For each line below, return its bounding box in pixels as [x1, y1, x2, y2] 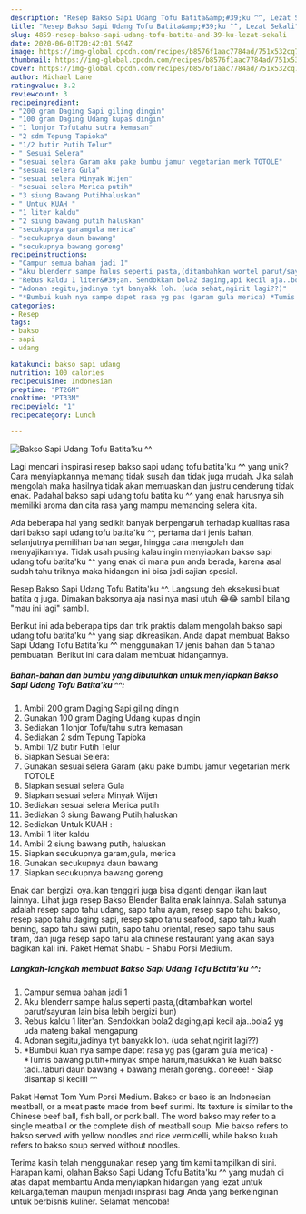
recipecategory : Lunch [10, 410, 96, 420]
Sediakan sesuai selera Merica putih [23, 799, 160, 810]
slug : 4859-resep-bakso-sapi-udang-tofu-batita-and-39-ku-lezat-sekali [10, 30, 287, 39]
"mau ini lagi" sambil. [10, 602, 90, 613]
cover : [10, 65, 35, 74]
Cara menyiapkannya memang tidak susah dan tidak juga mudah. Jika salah [10, 470, 294, 481]
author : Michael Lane [10, 73, 93, 82]
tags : [10, 318, 31, 328]
